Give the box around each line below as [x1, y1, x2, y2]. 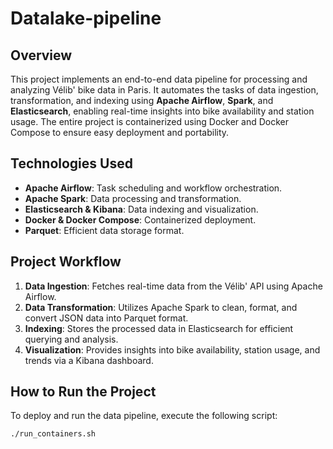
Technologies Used [10, 155, 133, 172]
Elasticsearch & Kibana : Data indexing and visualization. [24, 203, 259, 215]
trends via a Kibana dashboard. [24, 354, 154, 366]
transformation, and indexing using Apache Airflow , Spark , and [10, 95, 274, 106]
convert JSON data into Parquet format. [24, 312, 189, 324]
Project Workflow [10, 253, 122, 271]
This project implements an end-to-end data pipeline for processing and [10, 73, 308, 85]
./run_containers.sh [10, 429, 97, 439]
